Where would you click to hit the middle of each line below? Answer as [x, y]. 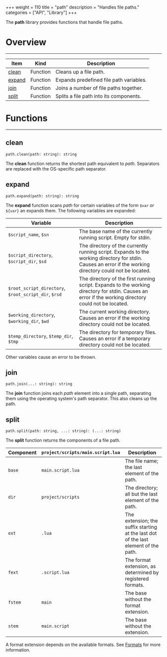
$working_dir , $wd [28, 321]
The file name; [141, 461]
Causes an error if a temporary [115, 338]
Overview [26, 42]
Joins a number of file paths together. [99, 88]
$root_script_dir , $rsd [35, 294]
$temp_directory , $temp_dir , [41, 336]
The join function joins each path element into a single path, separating [79, 393]
